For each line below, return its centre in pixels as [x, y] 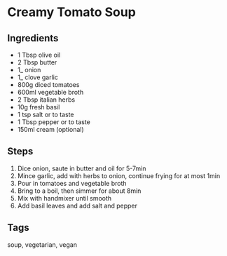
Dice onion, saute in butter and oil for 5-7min [82, 168]
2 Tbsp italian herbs [46, 100]
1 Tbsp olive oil [39, 55]
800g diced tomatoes [48, 85]
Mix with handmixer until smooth [64, 198]
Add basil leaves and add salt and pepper [77, 206]
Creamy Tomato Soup [72, 12]
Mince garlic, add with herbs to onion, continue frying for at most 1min [119, 175]
